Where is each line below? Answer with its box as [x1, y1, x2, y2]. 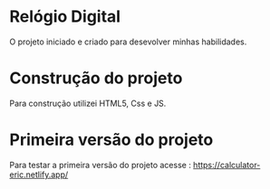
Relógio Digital [9, 6, 121, 27]
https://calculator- [193, 159, 261, 170]
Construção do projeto [9, 68, 183, 89]
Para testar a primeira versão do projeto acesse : [9, 159, 192, 170]
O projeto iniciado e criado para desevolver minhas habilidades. [9, 36, 247, 47]
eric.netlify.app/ [9, 169, 69, 180]
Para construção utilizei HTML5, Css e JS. [9, 98, 167, 109]
